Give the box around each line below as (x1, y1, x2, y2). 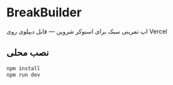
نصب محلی (6, 47, 49, 58)
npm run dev (6, 71, 40, 78)
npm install (6, 65, 40, 72)
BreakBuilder (6, 5, 82, 20)
